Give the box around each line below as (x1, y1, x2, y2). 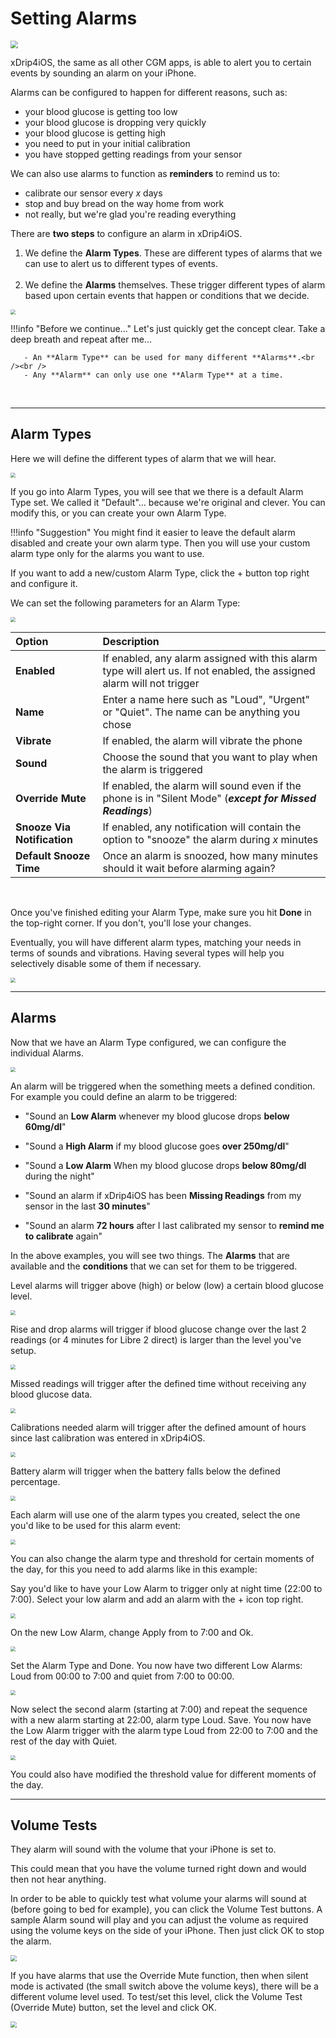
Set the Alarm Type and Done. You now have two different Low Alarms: (10, 1659, 303, 1671)
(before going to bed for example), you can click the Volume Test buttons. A (10, 1903, 323, 1916)
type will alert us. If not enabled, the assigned (102, 663, 316, 677)
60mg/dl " (24, 1120, 67, 1132)
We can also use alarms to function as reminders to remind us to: (10, 167, 281, 179)
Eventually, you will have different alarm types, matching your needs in (10, 936, 302, 948)
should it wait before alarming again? (102, 861, 276, 875)
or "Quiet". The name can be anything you (102, 705, 301, 719)
